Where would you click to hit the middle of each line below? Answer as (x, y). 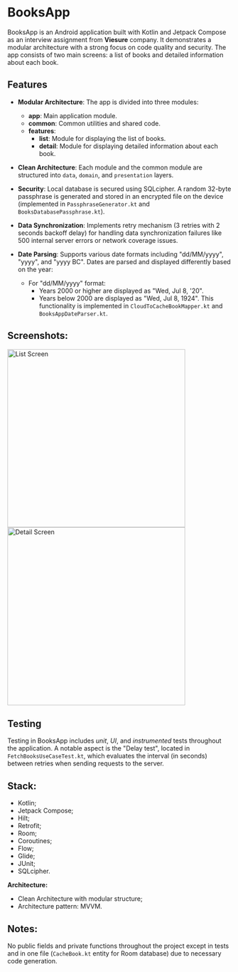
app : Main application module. (72, 115)
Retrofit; (29, 826)
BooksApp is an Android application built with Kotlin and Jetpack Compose (117, 32)
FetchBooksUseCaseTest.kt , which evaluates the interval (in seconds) (107, 756)
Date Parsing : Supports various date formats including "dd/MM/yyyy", (120, 254)
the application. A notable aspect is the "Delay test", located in (99, 748)
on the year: (35, 269)
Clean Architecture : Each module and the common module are (110, 167)
